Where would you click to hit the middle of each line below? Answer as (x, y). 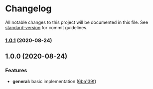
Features (16, 71)
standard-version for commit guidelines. (46, 27)
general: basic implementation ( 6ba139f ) (54, 81)
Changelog (28, 9)
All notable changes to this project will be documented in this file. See (77, 22)
